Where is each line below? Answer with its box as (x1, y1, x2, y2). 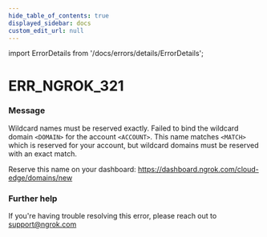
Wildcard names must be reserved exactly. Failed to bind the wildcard (8, 123, 239, 133)
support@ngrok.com (8, 219, 77, 229)
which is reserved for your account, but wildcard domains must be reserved (8, 140, 259, 150)
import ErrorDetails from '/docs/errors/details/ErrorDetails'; (8, 49, 204, 58)
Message (8, 105, 46, 116)
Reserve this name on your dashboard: (8, 164, 136, 174)
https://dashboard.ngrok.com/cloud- (137, 164, 259, 174)
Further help (8, 193, 58, 204)
